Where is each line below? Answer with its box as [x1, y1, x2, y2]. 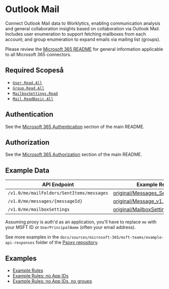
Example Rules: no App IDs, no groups [12, 278, 92, 284]
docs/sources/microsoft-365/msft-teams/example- [60, 235, 164, 240]
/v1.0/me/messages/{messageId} [8, 198, 83, 204]
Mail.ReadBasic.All [12, 96, 54, 101]
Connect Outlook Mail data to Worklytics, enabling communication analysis [5, 20, 160, 26]
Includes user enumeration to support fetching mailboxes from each [5, 31, 146, 37]
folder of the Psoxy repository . [36, 240, 99, 246]
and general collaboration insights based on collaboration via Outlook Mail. [5, 25, 160, 31]
